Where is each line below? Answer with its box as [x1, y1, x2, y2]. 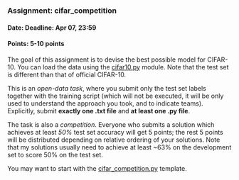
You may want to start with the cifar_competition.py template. [7, 164, 187, 172]
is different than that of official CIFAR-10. [7, 70, 127, 79]
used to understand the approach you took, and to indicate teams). [7, 99, 204, 108]
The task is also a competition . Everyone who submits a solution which [7, 120, 215, 129]
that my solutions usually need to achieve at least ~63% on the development [7, 142, 232, 151]
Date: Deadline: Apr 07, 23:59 [7, 23, 97, 32]
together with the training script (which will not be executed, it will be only [7, 91, 224, 100]
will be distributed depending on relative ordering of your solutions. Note [7, 135, 221, 144]
